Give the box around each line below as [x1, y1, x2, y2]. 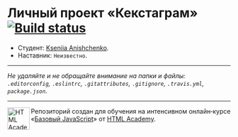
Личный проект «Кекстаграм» [7, 5, 198, 21]
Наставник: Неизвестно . [17, 51, 88, 60]
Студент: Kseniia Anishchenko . [17, 43, 109, 52]
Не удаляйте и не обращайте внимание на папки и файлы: [7, 71, 186, 80]
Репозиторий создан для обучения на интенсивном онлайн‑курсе [30, 106, 231, 115]
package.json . [7, 87, 47, 95]
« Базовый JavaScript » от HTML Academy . [30, 114, 156, 123]
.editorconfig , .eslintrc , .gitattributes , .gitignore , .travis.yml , [7, 79, 204, 87]
